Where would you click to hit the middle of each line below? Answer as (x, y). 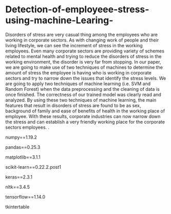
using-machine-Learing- (59, 20)
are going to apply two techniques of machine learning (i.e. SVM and (78, 84)
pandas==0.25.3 (23, 147)
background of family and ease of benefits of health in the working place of (85, 111)
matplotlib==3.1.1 (23, 157)
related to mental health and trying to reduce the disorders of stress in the (83, 56)
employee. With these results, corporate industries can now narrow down (83, 116)
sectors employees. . (27, 127)
